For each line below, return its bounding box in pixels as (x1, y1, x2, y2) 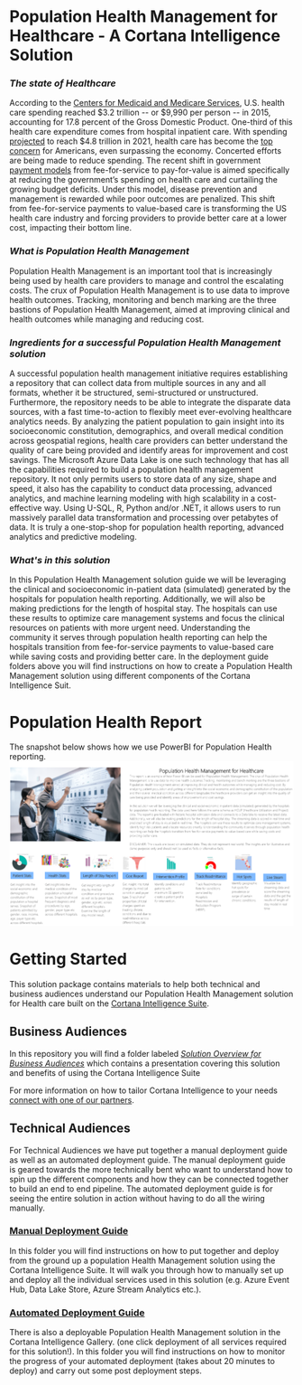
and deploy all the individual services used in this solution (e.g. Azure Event (9, 1274, 290, 1285)
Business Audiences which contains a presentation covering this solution (9, 1058, 281, 1069)
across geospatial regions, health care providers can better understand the (9, 436, 288, 447)
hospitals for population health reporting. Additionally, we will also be (9, 594, 266, 605)
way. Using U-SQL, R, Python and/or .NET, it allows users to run (43, 503, 281, 513)
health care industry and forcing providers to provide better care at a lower (9, 212, 288, 223)
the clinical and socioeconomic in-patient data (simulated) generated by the (9, 584, 291, 595)
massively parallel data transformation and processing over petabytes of (9, 513, 279, 523)
